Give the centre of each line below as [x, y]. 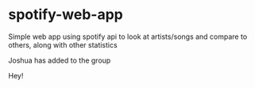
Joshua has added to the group [60, 60]
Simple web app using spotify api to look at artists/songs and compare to [128, 36]
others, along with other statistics [63, 44]
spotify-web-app [66, 15]
